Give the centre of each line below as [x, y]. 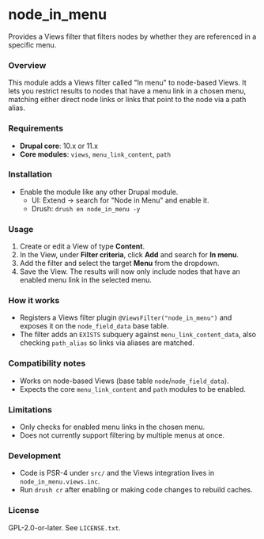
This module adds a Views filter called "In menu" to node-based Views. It [127, 83]
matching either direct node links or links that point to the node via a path [127, 100]
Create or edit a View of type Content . [82, 246]
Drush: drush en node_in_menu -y [86, 208]
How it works [34, 301]
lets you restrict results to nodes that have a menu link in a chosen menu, [127, 91]
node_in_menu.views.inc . [60, 481]
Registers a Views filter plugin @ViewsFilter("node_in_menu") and [126, 317]
